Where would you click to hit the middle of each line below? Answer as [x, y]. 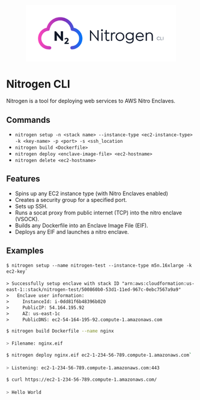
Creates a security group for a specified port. [71, 199]
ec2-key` [17, 271]
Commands [29, 120]
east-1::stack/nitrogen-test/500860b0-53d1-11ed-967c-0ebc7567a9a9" [94, 289]
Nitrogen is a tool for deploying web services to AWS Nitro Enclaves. [91, 101]
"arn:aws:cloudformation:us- [158, 283]
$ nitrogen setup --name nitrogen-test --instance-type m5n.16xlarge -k [99, 265]
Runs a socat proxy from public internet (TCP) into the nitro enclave [98, 213]
